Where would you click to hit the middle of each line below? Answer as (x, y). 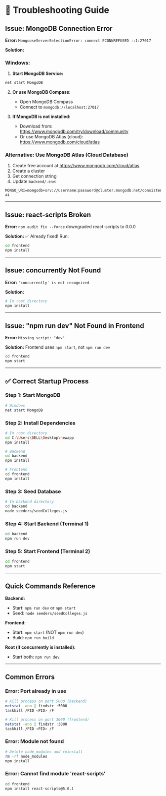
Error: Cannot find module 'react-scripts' (55, 774)
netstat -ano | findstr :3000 (36, 724)
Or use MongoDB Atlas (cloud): (51, 137)
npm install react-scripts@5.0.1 (40, 789)
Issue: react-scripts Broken (48, 214)
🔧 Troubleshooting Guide (57, 10)
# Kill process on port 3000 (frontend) (47, 719)
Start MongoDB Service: (38, 73)
